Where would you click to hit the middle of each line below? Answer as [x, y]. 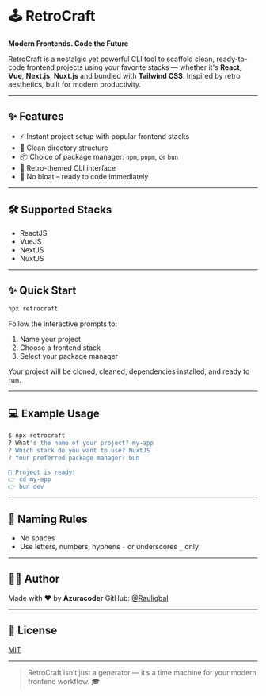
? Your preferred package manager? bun [74, 458]
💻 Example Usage [54, 413]
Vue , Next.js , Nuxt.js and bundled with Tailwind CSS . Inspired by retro [124, 75]
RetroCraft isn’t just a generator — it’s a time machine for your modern [142, 672]
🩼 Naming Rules [48, 519]
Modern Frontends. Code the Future [68, 43]
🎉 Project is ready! [42, 472]
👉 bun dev [26, 487]
